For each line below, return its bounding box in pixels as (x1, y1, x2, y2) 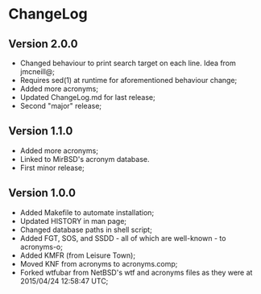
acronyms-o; (19, 242, 63, 251)
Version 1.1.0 (8, 124, 73, 138)
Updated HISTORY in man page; (19, 216, 127, 226)
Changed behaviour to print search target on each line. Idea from (19, 58, 236, 68)
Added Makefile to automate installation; (19, 207, 155, 217)
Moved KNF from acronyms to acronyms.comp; (19, 259, 178, 268)
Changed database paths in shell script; (19, 225, 153, 234)
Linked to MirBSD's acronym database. (19, 154, 151, 164)
